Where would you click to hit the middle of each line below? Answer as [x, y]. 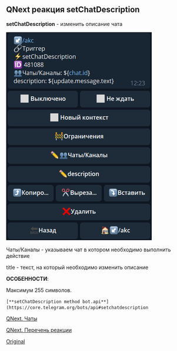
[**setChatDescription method [43, 301]
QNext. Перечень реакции [39, 330]
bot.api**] [96, 301]
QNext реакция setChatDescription [73, 10]
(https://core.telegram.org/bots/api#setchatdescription [77, 307]
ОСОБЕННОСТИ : [27, 278]
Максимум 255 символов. [39, 290]
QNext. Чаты [22, 319]
